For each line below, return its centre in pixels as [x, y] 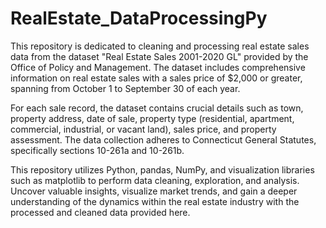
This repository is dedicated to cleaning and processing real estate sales [160, 46]
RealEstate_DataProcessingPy [139, 18]
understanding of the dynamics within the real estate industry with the [155, 201]
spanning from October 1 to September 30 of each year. [125, 88]
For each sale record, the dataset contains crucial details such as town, [157, 108]
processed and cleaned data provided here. [100, 212]
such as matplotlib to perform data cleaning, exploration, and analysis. [155, 180]
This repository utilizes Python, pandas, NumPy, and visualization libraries [162, 169]
